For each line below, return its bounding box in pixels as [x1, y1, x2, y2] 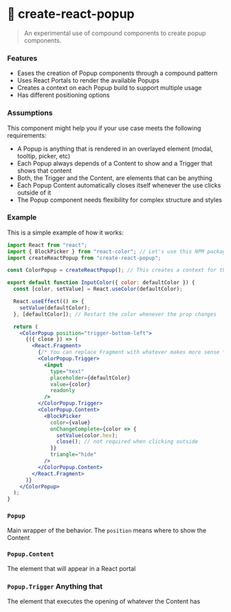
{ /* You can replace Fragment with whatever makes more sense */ [37, 349, 229, 356]
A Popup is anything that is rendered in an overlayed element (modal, [16, 144, 213, 153]
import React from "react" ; [7, 241, 88, 248]
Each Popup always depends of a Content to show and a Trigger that [16, 159, 213, 167]
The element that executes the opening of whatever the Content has [7, 598, 201, 606]
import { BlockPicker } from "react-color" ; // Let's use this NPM [7, 248, 205, 255]
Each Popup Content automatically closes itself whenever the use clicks [16, 181, 221, 189]
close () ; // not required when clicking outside [56, 438, 198, 446]
